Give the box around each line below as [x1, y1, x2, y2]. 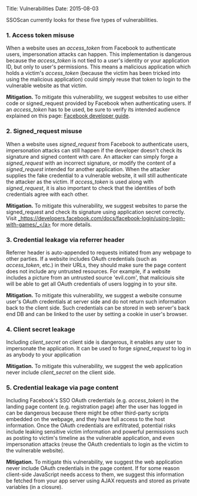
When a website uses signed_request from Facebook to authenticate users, [6, 140, 189, 147]
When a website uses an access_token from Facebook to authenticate [6, 44, 176, 52]
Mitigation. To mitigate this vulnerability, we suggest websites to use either [6, 94, 189, 101]
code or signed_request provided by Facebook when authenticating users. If [6, 100, 191, 107]
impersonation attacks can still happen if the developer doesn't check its [6, 147, 182, 154]
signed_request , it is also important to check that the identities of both [6, 184, 176, 191]
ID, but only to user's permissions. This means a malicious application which [6, 63, 191, 70]
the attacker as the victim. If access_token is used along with [6, 178, 154, 185]
